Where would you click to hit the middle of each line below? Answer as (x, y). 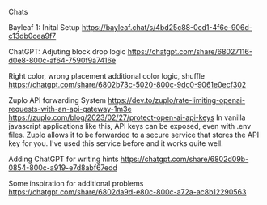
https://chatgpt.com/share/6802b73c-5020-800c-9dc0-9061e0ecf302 (127, 85)
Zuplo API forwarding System (57, 100)
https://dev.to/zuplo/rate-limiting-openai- (176, 100)
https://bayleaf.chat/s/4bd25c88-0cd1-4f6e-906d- (167, 27)
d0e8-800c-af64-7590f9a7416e (62, 60)
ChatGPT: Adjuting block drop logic (67, 51)
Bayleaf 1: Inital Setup (44, 27)
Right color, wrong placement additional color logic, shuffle (106, 76)
